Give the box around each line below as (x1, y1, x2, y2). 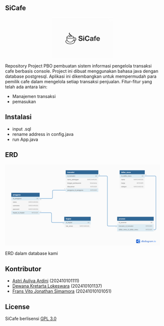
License (5, 302, 30, 311)
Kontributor (5, 264, 42, 273)
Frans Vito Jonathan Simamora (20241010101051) (12, 288, 112, 294)
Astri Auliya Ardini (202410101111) (12, 278, 80, 284)
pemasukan (12, 98, 36, 105)
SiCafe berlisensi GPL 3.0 (5, 316, 56, 322)
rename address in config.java (12, 131, 74, 137)
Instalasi (5, 113, 32, 121)
